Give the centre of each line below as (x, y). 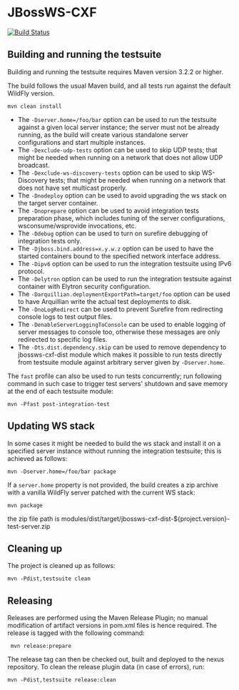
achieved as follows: (37, 458)
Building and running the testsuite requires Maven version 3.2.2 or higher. (115, 71)
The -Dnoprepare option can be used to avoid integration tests (108, 210)
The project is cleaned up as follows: (61, 566)
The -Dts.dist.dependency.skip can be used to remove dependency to (122, 347)
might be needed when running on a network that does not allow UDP (120, 157)
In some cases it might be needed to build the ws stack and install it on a (114, 443)
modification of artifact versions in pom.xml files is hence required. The (112, 626)
